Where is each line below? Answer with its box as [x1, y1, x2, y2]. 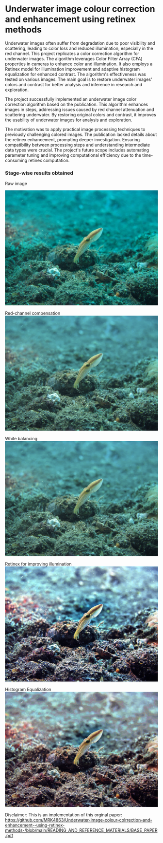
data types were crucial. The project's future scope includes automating [5, 147, 149, 153]
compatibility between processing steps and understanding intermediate [5, 142, 150, 148]
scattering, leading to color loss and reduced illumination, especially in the [5, 45, 154, 51]
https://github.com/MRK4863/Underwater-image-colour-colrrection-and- [5, 817, 152, 823]
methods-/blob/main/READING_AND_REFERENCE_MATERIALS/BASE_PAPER [5, 827, 158, 833]
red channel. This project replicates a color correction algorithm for [5, 50, 139, 56]
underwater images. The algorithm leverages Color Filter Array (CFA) [5, 56, 143, 61]
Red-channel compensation [5, 310, 61, 316]
